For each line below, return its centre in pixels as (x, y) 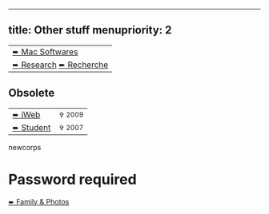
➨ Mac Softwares (45, 51)
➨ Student (32, 127)
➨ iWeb (26, 114)
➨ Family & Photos (39, 201)
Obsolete (32, 93)
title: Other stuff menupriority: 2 (90, 30)
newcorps (25, 147)
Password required (73, 179)
